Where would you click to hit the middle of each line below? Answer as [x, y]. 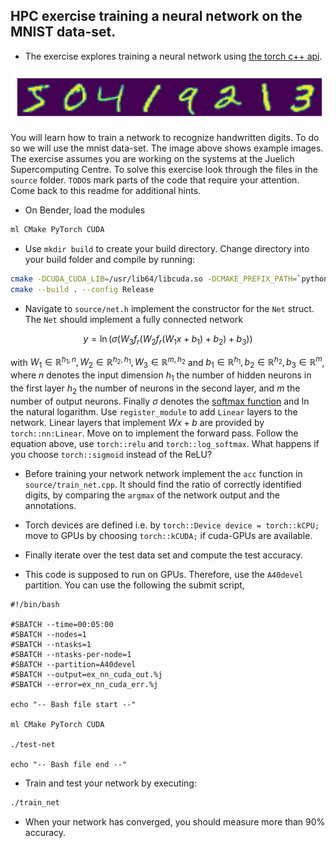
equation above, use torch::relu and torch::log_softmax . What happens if [165, 443]
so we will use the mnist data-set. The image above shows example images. [167, 148]
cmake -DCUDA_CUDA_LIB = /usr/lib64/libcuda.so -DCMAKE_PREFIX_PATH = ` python [169, 279]
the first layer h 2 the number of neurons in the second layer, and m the [155, 389]
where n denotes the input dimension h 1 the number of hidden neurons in [161, 376]
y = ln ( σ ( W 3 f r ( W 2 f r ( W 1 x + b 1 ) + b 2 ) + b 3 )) [168, 339]
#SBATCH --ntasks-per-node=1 [71, 654]
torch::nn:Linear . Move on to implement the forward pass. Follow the [154, 433]
